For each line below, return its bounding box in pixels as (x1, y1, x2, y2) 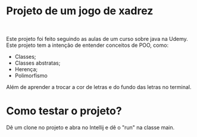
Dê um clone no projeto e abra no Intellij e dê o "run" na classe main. (6, 123, 175, 131)
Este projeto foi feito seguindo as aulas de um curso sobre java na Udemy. (6, 35, 189, 42)
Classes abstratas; (14, 59, 61, 66)
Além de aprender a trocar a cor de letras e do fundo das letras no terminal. (6, 83, 192, 90)
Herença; (14, 65, 38, 72)
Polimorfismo (14, 72, 48, 79)
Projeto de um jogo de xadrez (6, 4, 154, 18)
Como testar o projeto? (6, 104, 122, 118)
